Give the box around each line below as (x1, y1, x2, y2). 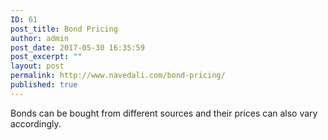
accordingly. (10, 117, 62, 130)
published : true (10, 80, 78, 90)
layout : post (10, 61, 65, 71)
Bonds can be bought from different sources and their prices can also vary (10, 107, 318, 119)
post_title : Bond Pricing (10, 24, 118, 34)
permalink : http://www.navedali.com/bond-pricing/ (10, 71, 226, 81)
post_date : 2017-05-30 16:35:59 (10, 42, 145, 53)
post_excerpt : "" (10, 52, 83, 62)
